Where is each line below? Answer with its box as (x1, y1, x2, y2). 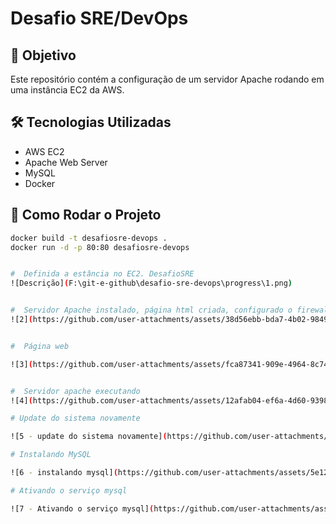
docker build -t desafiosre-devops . (10, 233, 168, 243)
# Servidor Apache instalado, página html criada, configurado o (10, 305, 293, 316)
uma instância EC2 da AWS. (10, 84, 125, 96)
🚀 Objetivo (10, 47, 77, 64)
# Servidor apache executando (10, 386, 141, 396)
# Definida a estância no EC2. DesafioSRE (10, 269, 195, 279)
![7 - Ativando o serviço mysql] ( (10, 503, 155, 514)
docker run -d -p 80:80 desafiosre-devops (10, 242, 190, 252)
